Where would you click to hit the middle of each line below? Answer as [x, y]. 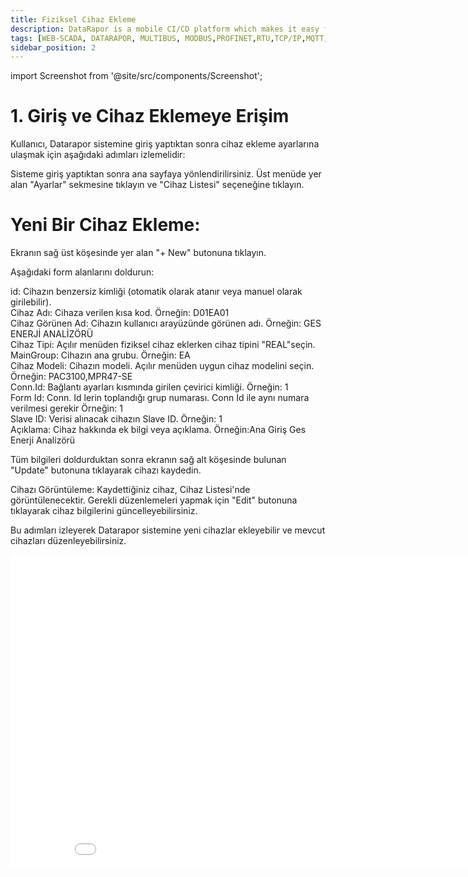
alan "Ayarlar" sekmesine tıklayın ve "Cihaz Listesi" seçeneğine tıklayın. [157, 185]
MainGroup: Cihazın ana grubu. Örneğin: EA [100, 355]
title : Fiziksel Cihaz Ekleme [73, 19]
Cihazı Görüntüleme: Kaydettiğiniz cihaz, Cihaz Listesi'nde [130, 490]
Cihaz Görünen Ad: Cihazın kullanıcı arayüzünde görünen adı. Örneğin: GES [166, 323]
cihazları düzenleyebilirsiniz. [68, 541]
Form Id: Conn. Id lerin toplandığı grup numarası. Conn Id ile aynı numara [160, 398]
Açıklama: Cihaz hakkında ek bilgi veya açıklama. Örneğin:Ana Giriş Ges [158, 430]
